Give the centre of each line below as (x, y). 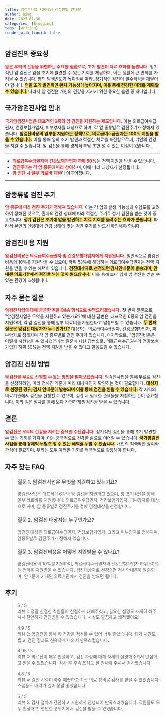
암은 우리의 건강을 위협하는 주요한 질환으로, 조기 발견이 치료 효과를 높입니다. (77, 67)
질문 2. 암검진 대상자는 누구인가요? (56, 520)
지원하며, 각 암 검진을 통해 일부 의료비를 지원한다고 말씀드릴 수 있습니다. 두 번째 (81, 323)
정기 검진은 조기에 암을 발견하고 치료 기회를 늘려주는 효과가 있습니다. (88, 220)
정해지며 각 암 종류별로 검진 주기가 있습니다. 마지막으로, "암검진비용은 (88, 335)
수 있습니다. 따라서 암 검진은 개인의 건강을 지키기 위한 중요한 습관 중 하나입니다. (81, 91)
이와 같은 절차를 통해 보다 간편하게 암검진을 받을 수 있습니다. (73, 402)
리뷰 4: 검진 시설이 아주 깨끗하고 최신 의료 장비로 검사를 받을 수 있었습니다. (88, 679)
